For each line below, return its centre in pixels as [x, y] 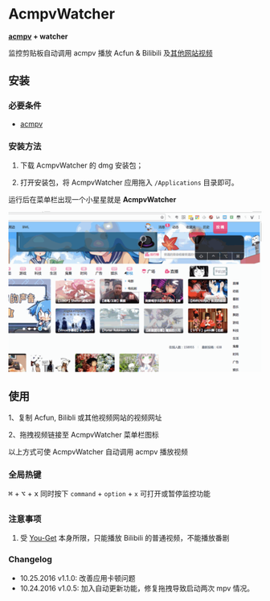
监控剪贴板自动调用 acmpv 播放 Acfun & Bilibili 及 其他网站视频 [110, 52]
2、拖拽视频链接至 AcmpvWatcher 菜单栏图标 [84, 434]
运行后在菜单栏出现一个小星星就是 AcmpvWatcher [92, 199]
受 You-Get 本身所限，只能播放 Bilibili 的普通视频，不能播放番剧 [125, 538]
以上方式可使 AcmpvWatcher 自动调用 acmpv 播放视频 [98, 451]
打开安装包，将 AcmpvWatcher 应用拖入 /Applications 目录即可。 [129, 182]
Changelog [30, 559]
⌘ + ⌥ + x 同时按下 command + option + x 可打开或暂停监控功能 [109, 493]
